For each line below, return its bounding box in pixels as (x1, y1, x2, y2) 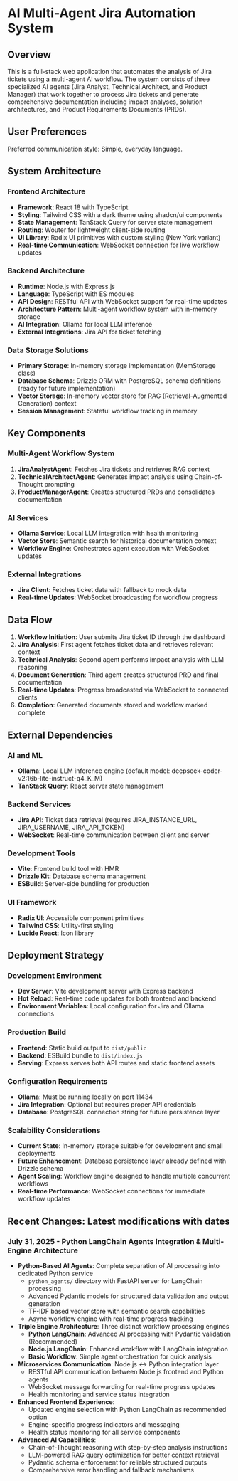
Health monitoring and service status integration (28, 1390, 171, 1399)
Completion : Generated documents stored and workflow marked (17, 701, 208, 710)
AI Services (7, 512, 48, 522)
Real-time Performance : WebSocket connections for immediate (17, 1187, 206, 1196)
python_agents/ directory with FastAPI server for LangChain (28, 1277, 203, 1285)
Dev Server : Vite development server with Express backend (17, 987, 193, 996)
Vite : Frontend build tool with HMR (17, 865, 119, 873)
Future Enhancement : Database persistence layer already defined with (17, 1156, 226, 1165)
